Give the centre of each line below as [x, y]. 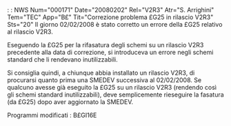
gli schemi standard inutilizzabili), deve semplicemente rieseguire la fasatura [115, 94]
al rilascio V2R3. [30, 32]
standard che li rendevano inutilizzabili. [63, 60]
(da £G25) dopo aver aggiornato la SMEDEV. [70, 102]
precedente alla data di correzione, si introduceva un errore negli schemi [110, 52]
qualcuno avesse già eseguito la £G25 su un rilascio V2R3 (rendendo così [112, 87]
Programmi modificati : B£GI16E [52, 115]
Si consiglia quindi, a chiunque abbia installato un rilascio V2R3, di [101, 73]
